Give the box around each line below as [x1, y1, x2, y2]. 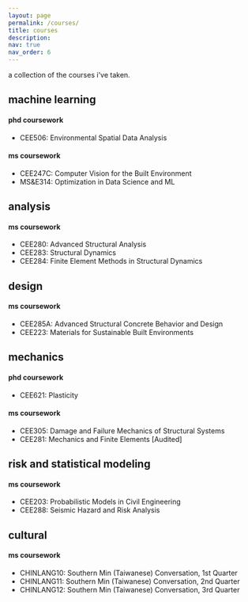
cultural [8, 528, 47, 542]
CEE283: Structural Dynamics [19, 248, 117, 257]
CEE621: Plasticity [19, 390, 79, 400]
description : [8, 33, 51, 42]
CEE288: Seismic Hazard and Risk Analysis [19, 505, 160, 515]
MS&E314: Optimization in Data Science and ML [19, 177, 175, 186]
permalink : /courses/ [8, 19, 80, 27]
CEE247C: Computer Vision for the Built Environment [19, 168, 192, 178]
